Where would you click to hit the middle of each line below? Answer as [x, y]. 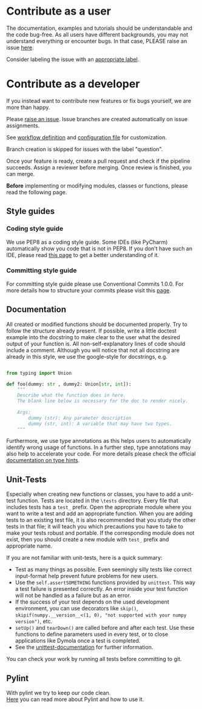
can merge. [21, 174]
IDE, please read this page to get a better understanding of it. [83, 255]
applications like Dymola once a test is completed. [78, 641]
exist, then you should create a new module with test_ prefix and [88, 540]
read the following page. [37, 192]
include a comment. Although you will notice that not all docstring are [93, 350]
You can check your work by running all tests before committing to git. [94, 659]
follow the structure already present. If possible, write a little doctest [92, 331]
